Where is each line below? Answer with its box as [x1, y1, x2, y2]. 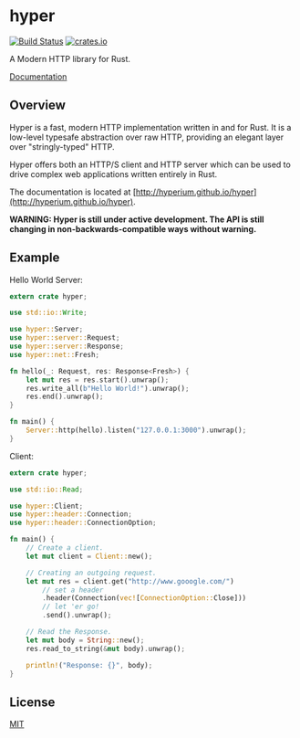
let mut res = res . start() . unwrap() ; [26, 375, 170, 385]
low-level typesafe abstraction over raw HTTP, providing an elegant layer [9, 132, 284, 142]
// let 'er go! [42, 602, 100, 612]
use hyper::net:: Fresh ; [9, 350, 100, 359]
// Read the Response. [26, 627, 112, 637]
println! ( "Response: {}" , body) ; [26, 660, 153, 669]
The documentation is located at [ [9, 186, 137, 197]
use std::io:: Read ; [9, 485, 84, 494]
